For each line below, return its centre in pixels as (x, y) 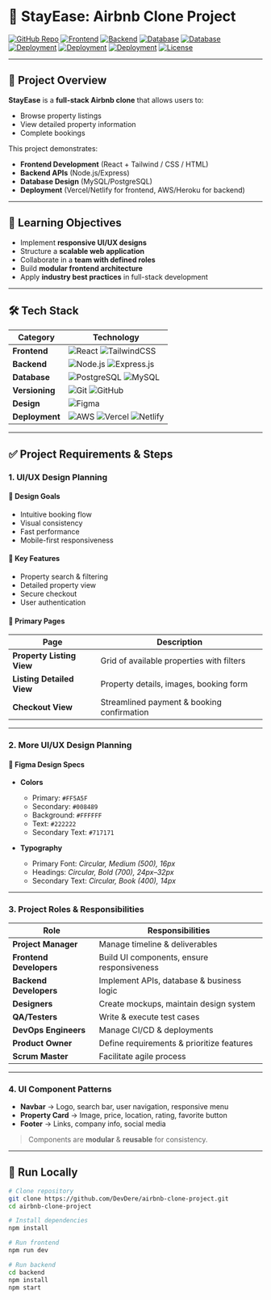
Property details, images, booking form (174, 684)
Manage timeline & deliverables (158, 943)
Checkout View (42, 707)
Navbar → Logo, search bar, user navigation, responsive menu (124, 1107)
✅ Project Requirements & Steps (91, 454)
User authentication (53, 602)
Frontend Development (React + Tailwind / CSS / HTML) (114, 164)
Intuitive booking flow (56, 514)
